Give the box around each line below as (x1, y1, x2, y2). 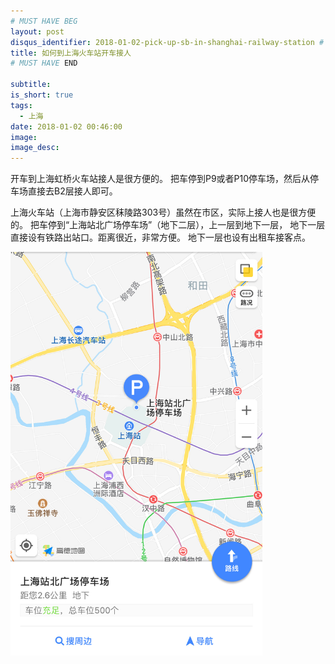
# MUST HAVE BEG (10, 16, 78, 26)
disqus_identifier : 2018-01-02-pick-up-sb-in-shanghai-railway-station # (10, 37, 325, 47)
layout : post (10, 26, 65, 37)
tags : (10, 100, 33, 110)
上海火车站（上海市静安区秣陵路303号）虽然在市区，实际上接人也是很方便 (10, 206, 317, 219)
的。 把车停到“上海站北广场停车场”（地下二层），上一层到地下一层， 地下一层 (10, 219, 326, 231)
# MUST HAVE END (10, 58, 78, 69)
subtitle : (10, 80, 52, 90)
